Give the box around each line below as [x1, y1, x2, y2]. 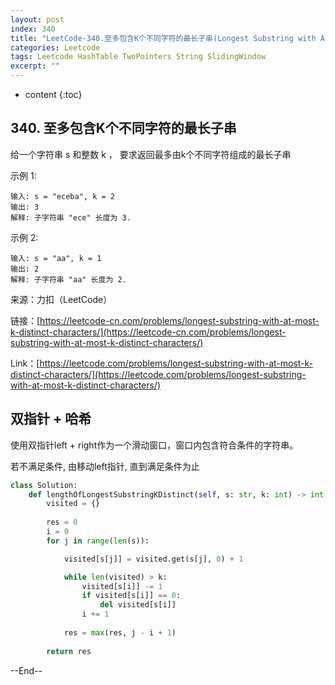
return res [46, 646, 92, 656]
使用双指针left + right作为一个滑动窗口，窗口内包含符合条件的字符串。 [10, 439, 299, 451]
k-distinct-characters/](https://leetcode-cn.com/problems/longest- [10, 326, 287, 338]
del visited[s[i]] [99, 600, 177, 610]
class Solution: [10, 480, 78, 490]
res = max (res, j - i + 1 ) [63, 627, 177, 638]
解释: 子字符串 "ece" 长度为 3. [10, 212, 132, 223]
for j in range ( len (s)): [46, 536, 150, 546]
